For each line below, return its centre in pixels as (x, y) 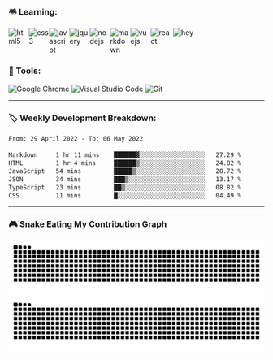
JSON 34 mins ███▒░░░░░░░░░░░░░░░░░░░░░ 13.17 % (125, 179)
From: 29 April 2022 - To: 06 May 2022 (76, 139)
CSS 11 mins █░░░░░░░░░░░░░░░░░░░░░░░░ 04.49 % (125, 195)
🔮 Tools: (25, 71)
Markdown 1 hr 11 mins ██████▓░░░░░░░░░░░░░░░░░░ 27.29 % (125, 155)
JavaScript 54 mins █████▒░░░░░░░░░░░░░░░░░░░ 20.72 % (125, 171)
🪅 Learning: (33, 11)
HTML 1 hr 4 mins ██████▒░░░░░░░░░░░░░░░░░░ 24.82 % (125, 163)
